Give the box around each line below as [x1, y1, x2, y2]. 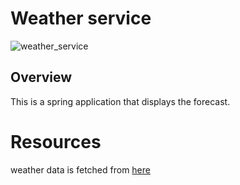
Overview [10, 69, 73, 86]
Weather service [10, 7, 152, 30]
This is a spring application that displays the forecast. [10, 95, 231, 107]
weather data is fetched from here [10, 163, 151, 176]
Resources [10, 130, 102, 153]
